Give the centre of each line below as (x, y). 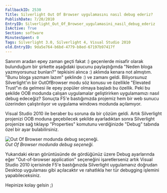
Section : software (24, 33)
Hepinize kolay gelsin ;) (29, 185)
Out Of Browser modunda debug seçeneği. (49, 144)
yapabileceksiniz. (23, 175)
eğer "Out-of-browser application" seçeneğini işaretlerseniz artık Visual (79, 159)
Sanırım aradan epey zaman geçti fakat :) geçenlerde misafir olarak (74, 61)
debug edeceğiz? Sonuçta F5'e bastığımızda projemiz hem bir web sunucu (82, 98)
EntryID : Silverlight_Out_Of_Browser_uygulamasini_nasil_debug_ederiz (80, 24)
